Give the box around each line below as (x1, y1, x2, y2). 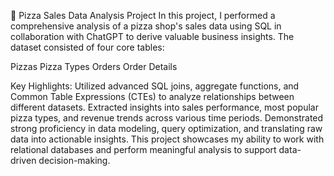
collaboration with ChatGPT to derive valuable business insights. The (10, 31, 295, 42)
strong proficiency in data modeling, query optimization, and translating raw (10, 123, 323, 134)
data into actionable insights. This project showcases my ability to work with (10, 133, 325, 145)
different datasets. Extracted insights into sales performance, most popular (10, 101, 319, 113)
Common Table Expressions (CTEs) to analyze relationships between (10, 91, 295, 102)
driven (10, 155, 37, 166)
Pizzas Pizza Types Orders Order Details (10, 61, 178, 72)
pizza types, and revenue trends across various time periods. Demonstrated (10, 112, 324, 124)
